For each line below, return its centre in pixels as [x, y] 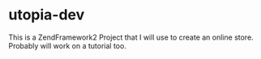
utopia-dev [47, 15]
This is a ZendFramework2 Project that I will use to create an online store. [131, 37]
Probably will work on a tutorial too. [68, 45]
